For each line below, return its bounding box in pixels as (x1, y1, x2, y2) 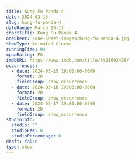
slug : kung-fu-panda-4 (6, 19, 61, 25)
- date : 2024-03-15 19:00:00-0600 (11, 68, 95, 74)
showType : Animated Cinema (6, 41, 72, 47)
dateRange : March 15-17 (6, 24, 64, 31)
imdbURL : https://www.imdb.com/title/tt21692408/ (6, 57, 130, 63)
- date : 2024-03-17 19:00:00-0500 (11, 100, 95, 107)
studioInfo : (6, 117, 35, 123)
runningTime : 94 (6, 47, 46, 52)
